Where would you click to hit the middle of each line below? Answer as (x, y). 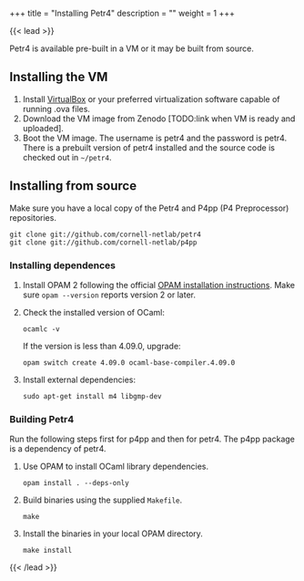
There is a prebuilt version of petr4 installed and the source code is (149, 147)
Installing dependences (63, 265)
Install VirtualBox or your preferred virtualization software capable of (151, 99)
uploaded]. (43, 128)
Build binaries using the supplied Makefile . (102, 500)
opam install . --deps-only (76, 483)
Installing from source (73, 186)
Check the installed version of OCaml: (94, 312)
